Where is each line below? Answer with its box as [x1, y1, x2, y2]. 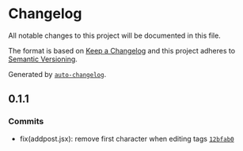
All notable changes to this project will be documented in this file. [8, 31, 222, 40]
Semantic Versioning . [8, 54, 78, 64]
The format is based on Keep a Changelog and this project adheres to [8, 46, 236, 55]
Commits [8, 116, 44, 127]
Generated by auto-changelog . [8, 69, 107, 79]
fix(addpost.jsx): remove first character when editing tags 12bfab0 [19, 134, 235, 143]
